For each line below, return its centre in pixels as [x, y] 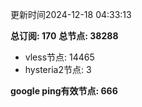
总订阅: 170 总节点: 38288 [64, 36]
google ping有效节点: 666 [64, 91]
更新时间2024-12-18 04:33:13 [71, 14]
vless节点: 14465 [59, 57]
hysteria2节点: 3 [58, 69]
